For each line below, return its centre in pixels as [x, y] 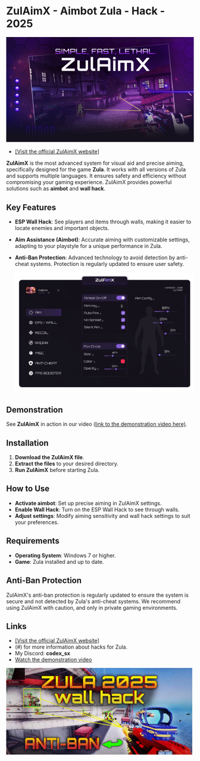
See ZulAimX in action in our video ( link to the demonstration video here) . [97, 424]
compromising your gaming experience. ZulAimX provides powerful [89, 182]
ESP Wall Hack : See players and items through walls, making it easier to [103, 222]
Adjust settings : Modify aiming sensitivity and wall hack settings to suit [102, 515]
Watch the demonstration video [53, 660]
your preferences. [37, 522]
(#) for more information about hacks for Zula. [71, 647]
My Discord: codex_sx [42, 653]
